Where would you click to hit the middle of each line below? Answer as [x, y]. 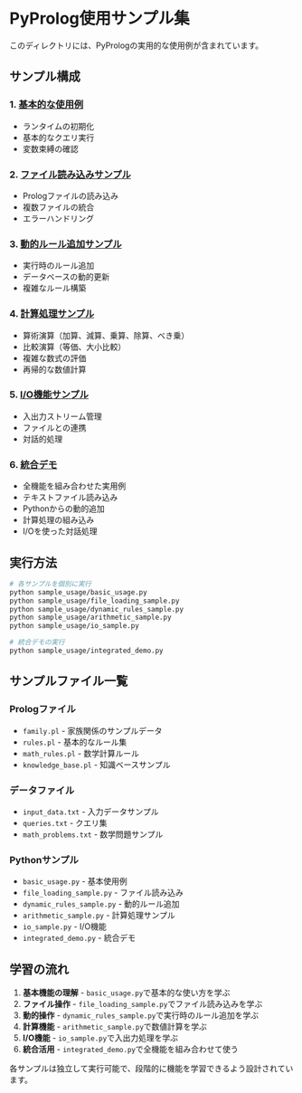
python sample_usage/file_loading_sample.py [94, 601]
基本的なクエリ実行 [58, 138]
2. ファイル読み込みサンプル [70, 175]
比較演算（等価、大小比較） [74, 347]
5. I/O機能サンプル [49, 394]
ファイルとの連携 [54, 427]
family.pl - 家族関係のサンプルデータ [92, 730]
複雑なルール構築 [54, 288]
